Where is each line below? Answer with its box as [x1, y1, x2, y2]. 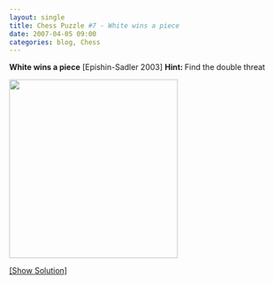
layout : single [9, 12, 65, 22]
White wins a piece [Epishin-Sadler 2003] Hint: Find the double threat [9, 62, 265, 73]
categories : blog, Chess [9, 37, 101, 47]
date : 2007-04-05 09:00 [9, 29, 97, 38]
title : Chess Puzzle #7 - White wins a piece [9, 21, 179, 30]
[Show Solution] [9, 265, 68, 276]
